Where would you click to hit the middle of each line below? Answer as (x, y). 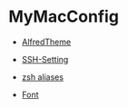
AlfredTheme (46, 42)
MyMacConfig (64, 17)
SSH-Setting (45, 59)
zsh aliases (43, 77)
